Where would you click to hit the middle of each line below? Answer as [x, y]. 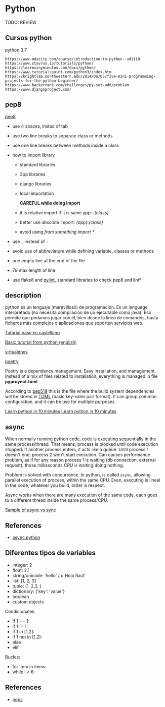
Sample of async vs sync [31, 510]
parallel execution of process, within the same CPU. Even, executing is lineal [83, 480]
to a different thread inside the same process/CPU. [57, 500]
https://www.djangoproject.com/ [38, 89]
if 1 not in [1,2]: [27, 637]
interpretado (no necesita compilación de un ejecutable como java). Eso [78, 312]
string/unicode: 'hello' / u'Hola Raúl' [49, 575]
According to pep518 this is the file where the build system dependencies [80, 391]
